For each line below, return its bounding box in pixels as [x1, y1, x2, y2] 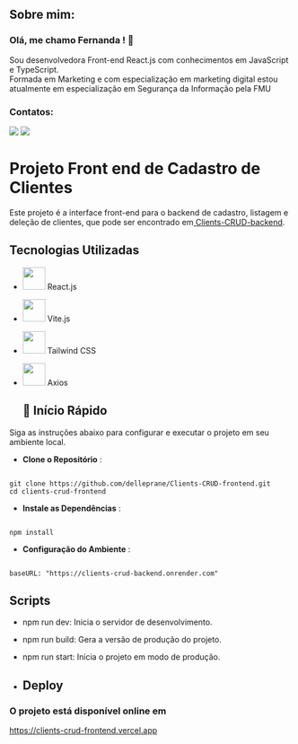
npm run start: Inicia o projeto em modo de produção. [22, 652, 221, 662]
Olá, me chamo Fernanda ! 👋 [9, 34, 135, 47]
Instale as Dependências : [22, 503, 121, 513]
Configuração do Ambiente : [22, 543, 131, 555]
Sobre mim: [9, 7, 75, 22]
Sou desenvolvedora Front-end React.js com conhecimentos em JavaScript [9, 54, 289, 66]
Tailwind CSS [47, 345, 97, 355]
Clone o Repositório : [22, 453, 102, 465]
